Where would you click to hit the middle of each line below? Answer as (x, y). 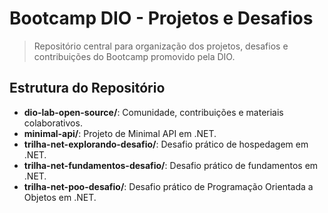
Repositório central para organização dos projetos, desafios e (161, 46)
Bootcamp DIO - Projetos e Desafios (161, 18)
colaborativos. (53, 123)
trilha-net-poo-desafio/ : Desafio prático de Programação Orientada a (168, 186)
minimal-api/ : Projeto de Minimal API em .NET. (120, 133)
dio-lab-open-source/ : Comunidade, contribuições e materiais (153, 112)
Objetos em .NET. (60, 197)
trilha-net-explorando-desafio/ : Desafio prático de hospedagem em (166, 144)
